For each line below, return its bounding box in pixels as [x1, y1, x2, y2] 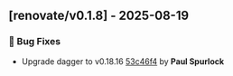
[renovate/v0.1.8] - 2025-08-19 [8, 8, 190, 24]
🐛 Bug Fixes [8, 35, 61, 48]
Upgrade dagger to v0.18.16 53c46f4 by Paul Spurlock [21, 55, 225, 67]
